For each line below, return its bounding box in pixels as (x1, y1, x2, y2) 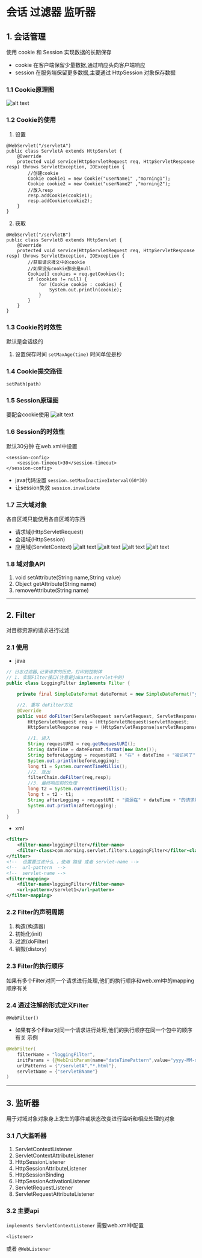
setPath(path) (6, 381, 42, 387)
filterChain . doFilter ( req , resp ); (28, 775, 112, 781)
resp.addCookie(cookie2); (28, 197, 93, 204)
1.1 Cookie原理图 (6, 85, 54, 94)
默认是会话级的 (6, 337, 43, 345)
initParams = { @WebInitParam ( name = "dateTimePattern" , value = (17, 1057, 171, 1063)
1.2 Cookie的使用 (6, 116, 56, 124)
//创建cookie (28, 170, 59, 176)
